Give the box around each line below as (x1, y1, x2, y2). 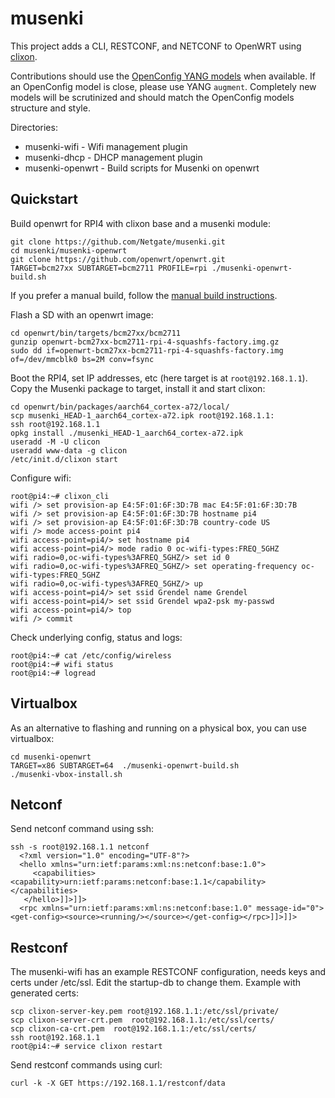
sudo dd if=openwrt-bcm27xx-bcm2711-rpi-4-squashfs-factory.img (10, 345, 284, 356)
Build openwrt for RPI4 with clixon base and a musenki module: (10, 217, 271, 229)
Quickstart (10, 191, 79, 208)
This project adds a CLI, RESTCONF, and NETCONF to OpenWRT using (10, 40, 302, 52)
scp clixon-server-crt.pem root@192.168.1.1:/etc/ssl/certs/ (10, 1015, 275, 1026)
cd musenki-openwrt (10, 752, 92, 762)
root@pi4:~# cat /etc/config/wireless (10, 650, 172, 661)
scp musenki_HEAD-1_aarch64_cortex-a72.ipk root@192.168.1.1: (10, 410, 275, 421)
